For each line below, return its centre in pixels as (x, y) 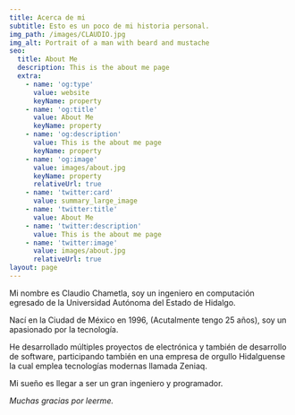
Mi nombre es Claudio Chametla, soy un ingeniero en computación (132, 293)
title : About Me (47, 59)
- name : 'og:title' (62, 109)
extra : (29, 76)
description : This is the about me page (93, 68)
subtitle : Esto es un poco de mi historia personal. (110, 26)
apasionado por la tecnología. (64, 329)
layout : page (34, 268)
